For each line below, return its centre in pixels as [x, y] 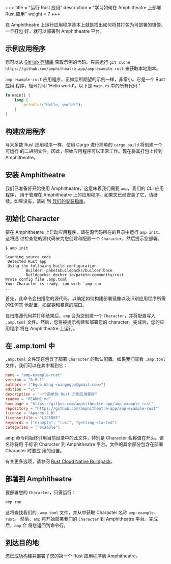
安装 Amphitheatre [35, 175]
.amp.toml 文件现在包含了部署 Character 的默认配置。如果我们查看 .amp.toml [85, 359]
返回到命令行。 [53, 525]
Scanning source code [28, 257]
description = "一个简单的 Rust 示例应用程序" [51, 394]
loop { [21, 100]
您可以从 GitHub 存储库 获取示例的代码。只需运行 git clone [68, 62]
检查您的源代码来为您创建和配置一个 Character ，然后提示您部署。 [93, 238]
